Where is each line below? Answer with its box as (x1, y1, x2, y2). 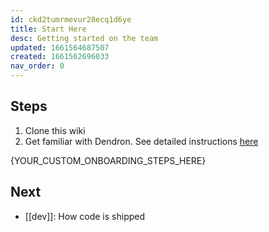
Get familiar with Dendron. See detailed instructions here (24, 135, 259, 147)
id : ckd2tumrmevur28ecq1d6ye (10, 14, 132, 25)
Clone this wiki (24, 124, 86, 136)
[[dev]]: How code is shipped (24, 210, 146, 222)
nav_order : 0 (10, 61, 65, 71)
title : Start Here (10, 24, 87, 34)
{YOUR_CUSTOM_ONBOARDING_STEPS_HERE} (10, 154, 207, 166)
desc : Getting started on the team (10, 33, 159, 43)
